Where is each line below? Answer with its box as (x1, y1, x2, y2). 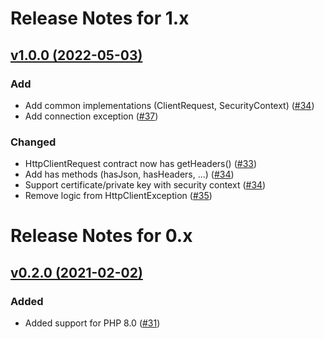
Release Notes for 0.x (10, 225, 193, 247)
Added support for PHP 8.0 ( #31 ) (24, 317, 161, 329)
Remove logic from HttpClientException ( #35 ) (24, 190, 213, 202)
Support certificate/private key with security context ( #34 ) (24, 179, 267, 191)
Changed (10, 135, 57, 149)
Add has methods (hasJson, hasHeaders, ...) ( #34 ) (24, 168, 235, 181)
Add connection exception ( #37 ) (24, 110, 159, 122)
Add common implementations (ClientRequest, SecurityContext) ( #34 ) (24, 99, 315, 111)
